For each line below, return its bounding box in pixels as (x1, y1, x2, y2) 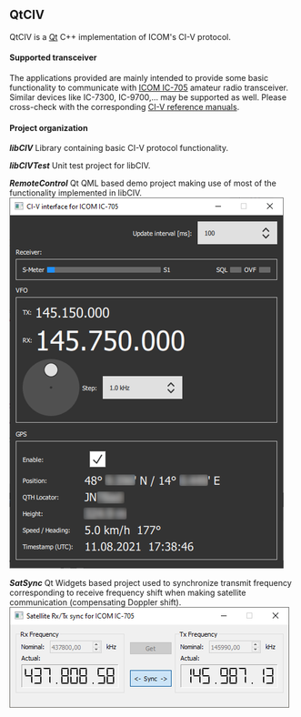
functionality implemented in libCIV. (9, 187, 143, 198)
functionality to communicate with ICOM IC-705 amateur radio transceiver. (9, 82, 289, 94)
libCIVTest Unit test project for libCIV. (9, 160, 151, 171)
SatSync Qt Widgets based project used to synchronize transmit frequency (9, 578, 293, 589)
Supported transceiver (9, 52, 97, 63)
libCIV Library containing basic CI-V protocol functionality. (9, 143, 229, 154)
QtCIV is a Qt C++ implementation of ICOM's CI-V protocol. (9, 31, 232, 42)
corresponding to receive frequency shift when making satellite (9, 587, 246, 599)
